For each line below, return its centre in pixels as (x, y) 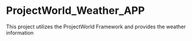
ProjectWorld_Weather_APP (75, 11)
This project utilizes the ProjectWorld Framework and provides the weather (96, 27)
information (20, 32)
